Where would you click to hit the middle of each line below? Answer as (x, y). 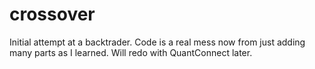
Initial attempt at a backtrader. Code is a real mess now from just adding (157, 42)
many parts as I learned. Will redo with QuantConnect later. (131, 52)
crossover (52, 14)
